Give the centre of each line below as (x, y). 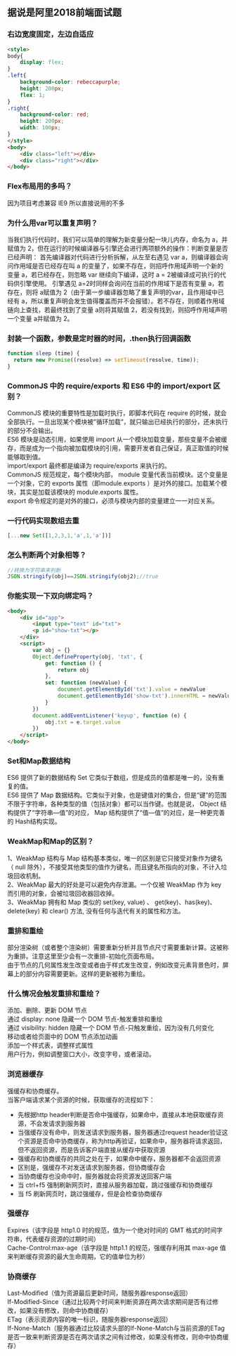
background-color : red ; (55, 115)
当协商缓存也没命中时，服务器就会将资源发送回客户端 (94, 1176)
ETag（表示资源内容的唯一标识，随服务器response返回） (90, 1319)
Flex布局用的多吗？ (40, 186)
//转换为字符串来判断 (34, 570)
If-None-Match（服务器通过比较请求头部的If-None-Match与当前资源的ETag (116, 1328)
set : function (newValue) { (86, 683)
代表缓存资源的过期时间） (63, 1239)
